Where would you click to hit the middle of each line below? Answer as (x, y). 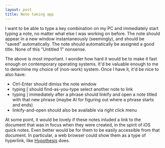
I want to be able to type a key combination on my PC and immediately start (82, 28)
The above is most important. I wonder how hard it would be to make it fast (81, 59)
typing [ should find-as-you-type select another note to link (72, 89)
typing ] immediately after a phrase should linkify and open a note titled (84, 94)
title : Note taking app (30, 14)
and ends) (22, 105)
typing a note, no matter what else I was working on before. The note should (82, 33)
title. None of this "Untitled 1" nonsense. (46, 49)
